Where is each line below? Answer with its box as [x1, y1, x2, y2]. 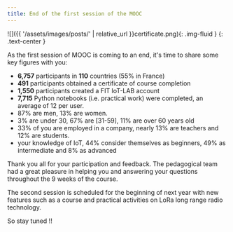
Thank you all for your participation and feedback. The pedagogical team [7, 159, 218, 168]
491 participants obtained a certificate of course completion [17, 79, 191, 88]
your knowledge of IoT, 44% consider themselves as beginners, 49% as [17, 138, 226, 147]
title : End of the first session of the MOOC [7, 10, 142, 18]
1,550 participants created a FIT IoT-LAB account [17, 86, 160, 95]
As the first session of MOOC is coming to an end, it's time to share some [7, 50, 219, 59]
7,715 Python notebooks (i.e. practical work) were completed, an [17, 94, 204, 102]
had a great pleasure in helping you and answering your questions [7, 167, 198, 175]
